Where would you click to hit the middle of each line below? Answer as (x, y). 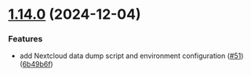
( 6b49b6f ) (36, 64)
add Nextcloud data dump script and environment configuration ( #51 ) (131, 56)
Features (25, 39)
